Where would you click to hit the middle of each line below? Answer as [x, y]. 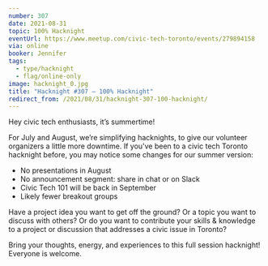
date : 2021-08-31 [38, 24]
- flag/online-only [49, 76]
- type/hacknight [45, 69]
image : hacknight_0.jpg [49, 84]
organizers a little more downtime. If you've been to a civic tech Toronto [128, 146]
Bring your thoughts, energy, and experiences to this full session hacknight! [134, 245]
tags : [17, 62]
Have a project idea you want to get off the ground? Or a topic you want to [132, 212]
